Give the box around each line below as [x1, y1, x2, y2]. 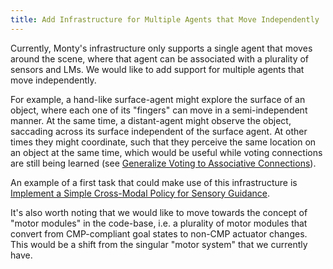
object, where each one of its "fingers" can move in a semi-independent [10, 104, 308, 116]
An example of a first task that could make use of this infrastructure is [10, 176, 298, 188]
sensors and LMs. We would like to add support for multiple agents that [10, 63, 305, 75]
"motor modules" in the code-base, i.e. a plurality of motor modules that [10, 217, 308, 229]
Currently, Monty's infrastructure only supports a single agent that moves [10, 42, 313, 54]
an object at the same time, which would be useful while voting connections [10, 146, 323, 158]
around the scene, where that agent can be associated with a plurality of [10, 52, 310, 65]
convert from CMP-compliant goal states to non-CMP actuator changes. [10, 227, 308, 240]
